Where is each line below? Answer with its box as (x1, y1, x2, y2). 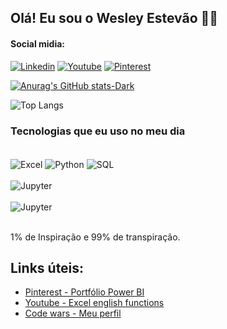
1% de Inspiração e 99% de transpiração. (10, 231, 181, 243)
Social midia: (10, 37, 66, 50)
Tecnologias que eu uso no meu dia (10, 124, 186, 138)
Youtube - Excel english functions (24, 297, 165, 309)
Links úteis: (10, 259, 85, 276)
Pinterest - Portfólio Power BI (24, 286, 145, 298)
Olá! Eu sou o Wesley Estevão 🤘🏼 (10, 10, 219, 27)
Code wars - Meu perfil (24, 307, 122, 320)
